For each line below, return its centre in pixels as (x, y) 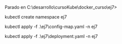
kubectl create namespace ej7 (36, 17)
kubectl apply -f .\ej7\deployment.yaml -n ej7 (51, 36)
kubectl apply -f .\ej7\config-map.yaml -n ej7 (51, 26)
